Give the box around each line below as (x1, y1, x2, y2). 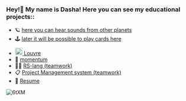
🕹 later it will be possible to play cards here (14, 35, 121, 43)
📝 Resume (14, 77, 40, 84)
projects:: (6, 12, 35, 21)
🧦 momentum (14, 56, 48, 63)
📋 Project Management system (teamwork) (14, 69, 121, 76)
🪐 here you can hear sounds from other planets (14, 27, 132, 34)
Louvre (23, 50, 41, 57)
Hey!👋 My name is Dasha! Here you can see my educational (6, 5, 181, 14)
